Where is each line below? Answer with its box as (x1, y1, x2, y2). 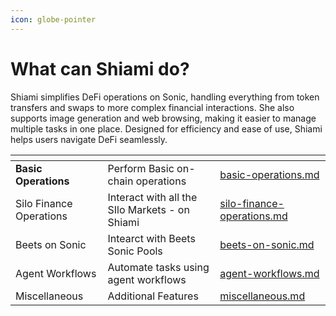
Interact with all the (107, 190, 198, 204)
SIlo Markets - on (107, 202, 190, 216)
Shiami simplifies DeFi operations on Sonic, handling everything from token (10, 91, 320, 103)
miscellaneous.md (219, 289, 306, 303)
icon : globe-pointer (10, 14, 97, 25)
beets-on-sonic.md (219, 237, 315, 251)
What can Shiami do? (10, 57, 190, 80)
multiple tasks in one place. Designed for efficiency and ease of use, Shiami (10, 122, 323, 135)
